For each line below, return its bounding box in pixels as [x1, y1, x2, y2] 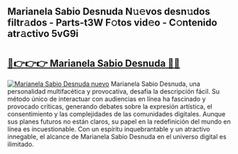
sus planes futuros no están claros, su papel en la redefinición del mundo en [7, 117, 231, 126]
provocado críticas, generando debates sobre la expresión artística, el [7, 102, 213, 111]
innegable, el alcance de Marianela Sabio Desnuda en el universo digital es [7, 133, 227, 141]
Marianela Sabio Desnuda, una [110, 79, 200, 88]
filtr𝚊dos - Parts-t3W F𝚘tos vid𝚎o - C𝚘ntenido [7, 17, 218, 29]
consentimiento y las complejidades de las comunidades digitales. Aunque [7, 110, 226, 118]
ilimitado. [7, 140, 34, 148]
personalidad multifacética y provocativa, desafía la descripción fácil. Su [7, 87, 220, 95]
